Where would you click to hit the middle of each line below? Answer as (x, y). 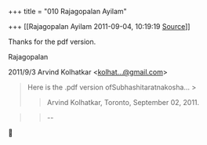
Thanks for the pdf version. (52, 42)
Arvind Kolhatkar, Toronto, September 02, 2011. (123, 102)
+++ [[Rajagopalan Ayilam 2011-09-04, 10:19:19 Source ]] (99, 26)
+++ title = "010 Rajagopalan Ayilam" (67, 11)
